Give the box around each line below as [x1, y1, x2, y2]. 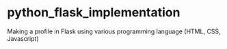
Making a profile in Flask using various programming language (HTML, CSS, [7, 27, 221, 35]
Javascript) [7, 34, 39, 42]
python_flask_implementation [7, 5, 181, 20]
